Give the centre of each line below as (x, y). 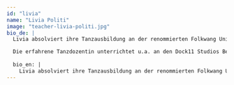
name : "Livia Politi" (38, 20)
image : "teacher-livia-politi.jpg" (58, 26)
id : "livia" (24, 13)
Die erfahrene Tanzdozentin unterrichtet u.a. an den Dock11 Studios (116, 52)
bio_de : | (21, 33)
